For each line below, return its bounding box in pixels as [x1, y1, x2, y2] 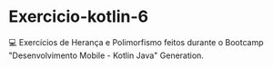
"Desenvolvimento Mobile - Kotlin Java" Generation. [8, 50, 204, 61]
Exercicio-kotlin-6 [8, 6, 149, 27]
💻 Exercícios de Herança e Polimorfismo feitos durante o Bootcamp [8, 36, 265, 47]
